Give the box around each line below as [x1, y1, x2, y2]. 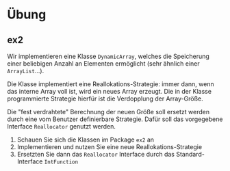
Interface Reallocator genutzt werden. [7, 122, 116, 130]
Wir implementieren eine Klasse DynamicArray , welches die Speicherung [7, 52, 210, 60]
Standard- [175, 150, 205, 158]
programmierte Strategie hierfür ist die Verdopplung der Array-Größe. [7, 94, 203, 103]
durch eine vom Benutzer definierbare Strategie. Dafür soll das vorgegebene [7, 115, 223, 123]
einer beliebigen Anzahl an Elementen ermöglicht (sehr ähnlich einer [7, 60, 200, 68]
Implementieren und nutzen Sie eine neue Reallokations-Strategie [16, 143, 203, 150]
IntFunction [44, 159, 79, 166]
